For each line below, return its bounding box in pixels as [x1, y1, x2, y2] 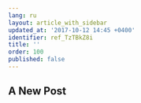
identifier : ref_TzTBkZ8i [8, 33, 93, 42]
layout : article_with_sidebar [8, 19, 108, 27]
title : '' [8, 41, 41, 49]
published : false [8, 56, 65, 64]
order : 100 [8, 48, 44, 56]
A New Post [8, 84, 67, 98]
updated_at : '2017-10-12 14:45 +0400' [8, 26, 135, 34]
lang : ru [8, 11, 37, 20]
